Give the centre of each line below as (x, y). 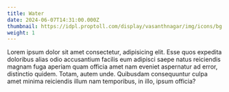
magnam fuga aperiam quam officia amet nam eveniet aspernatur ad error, (112, 67)
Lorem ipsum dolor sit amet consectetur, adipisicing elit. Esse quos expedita (114, 52)
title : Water (26, 13)
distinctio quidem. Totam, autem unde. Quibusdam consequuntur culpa (107, 74)
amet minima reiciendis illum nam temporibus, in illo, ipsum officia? (101, 81)
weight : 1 (21, 33)
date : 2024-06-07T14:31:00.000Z (53, 20)
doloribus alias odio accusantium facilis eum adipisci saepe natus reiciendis (114, 60)
